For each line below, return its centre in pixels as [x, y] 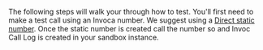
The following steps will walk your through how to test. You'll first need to [131, 12]
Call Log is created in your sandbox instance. [84, 37]
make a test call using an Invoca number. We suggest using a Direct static [132, 20]
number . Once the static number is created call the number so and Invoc [129, 29]
